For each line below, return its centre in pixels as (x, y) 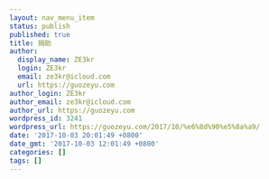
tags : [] (26, 160)
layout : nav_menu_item (52, 18)
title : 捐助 (30, 43)
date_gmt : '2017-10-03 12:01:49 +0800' (84, 144)
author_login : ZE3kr (48, 93)
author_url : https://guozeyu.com (72, 110)
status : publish (40, 26)
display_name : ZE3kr (56, 60)
